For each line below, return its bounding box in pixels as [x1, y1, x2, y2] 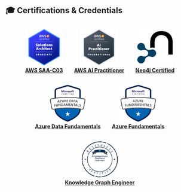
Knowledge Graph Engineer [65, 179, 135, 186]
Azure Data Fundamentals [35, 123, 101, 130]
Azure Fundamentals [112, 123, 165, 130]
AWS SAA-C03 [25, 66, 63, 74]
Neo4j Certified [135, 66, 174, 74]
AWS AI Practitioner [73, 66, 125, 74]
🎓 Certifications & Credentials [5, 5, 123, 16]
